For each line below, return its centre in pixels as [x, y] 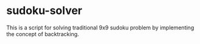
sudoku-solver [44, 11]
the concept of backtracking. [43, 34]
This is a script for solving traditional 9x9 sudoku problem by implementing [100, 28]
